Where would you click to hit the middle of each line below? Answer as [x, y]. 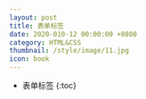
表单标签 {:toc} [49, 85]
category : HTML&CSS [45, 42]
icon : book [29, 59]
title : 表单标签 [36, 26]
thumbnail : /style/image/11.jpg [69, 51]
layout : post [33, 17]
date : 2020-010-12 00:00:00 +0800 [73, 34]
